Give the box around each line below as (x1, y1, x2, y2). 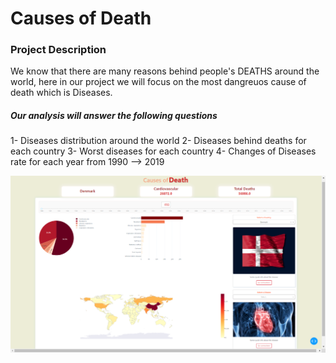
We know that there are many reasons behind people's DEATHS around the (10, 65, 320, 77)
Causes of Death (10, 7, 152, 30)
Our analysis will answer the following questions (10, 110, 218, 122)
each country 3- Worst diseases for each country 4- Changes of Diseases (10, 145, 317, 157)
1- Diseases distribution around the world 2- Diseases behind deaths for (10, 135, 307, 147)
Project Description (10, 43, 107, 57)
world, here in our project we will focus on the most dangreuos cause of (10, 76, 307, 88)
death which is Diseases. (10, 87, 113, 99)
